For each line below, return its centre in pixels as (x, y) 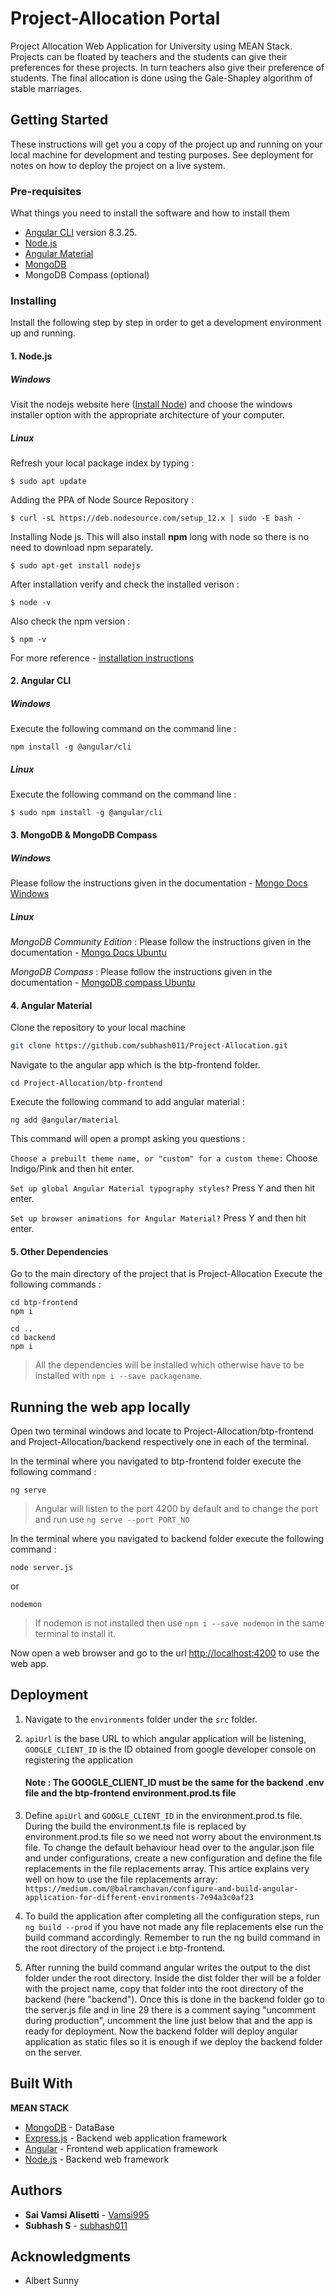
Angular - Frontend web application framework (121, 2148)
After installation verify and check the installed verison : (125, 584)
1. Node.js (31, 356)
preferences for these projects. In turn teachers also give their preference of (167, 67)
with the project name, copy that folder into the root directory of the (164, 1989)
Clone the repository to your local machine (98, 1028)
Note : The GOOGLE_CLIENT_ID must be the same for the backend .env (174, 1783)
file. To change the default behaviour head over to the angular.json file (169, 1848)
